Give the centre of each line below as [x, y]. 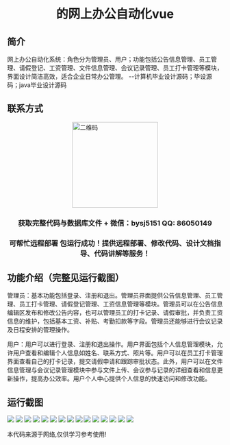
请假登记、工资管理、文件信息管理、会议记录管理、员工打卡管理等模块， [121, 68]
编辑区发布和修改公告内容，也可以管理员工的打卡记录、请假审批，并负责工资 [115, 313]
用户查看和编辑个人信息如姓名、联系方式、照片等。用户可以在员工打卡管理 [118, 353]
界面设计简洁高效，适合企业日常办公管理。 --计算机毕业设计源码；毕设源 [110, 76]
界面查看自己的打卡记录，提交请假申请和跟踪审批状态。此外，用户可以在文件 [115, 361]
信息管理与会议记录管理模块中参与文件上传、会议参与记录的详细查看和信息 [112, 370]
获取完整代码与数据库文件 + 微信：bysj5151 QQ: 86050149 [115, 223]
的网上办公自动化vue [115, 14]
